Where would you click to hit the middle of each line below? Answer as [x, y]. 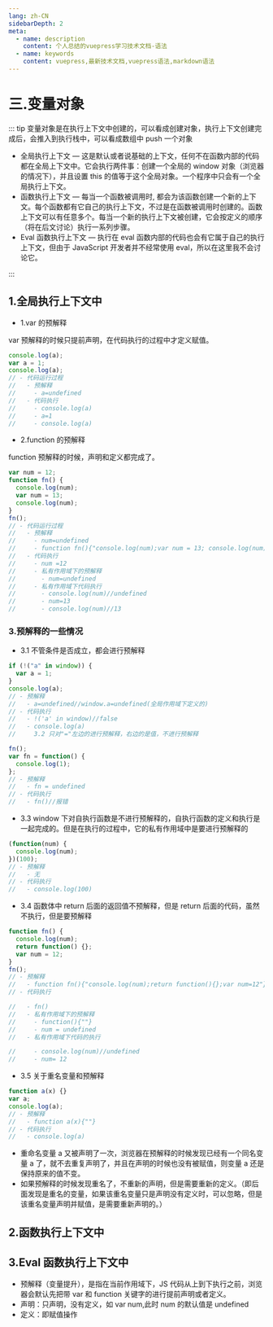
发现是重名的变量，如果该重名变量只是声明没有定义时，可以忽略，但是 [145, 1194]
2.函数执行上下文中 [56, 1232]
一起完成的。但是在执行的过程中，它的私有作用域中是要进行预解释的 [134, 829]
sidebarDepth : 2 [36, 24]
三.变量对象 [47, 105]
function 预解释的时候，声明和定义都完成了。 [84, 458]
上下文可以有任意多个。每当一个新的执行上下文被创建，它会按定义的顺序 [141, 217]
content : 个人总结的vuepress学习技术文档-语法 [95, 46]
